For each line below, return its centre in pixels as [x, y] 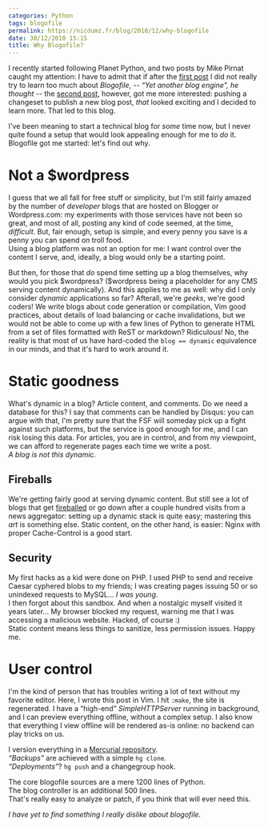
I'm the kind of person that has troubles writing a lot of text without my [124, 691]
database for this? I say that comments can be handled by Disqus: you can [131, 412]
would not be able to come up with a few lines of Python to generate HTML [132, 324]
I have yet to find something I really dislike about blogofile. [105, 814]
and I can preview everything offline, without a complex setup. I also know [131, 717]
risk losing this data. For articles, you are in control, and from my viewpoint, [132, 437]
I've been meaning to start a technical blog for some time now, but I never [130, 126]
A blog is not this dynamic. [52, 454]
